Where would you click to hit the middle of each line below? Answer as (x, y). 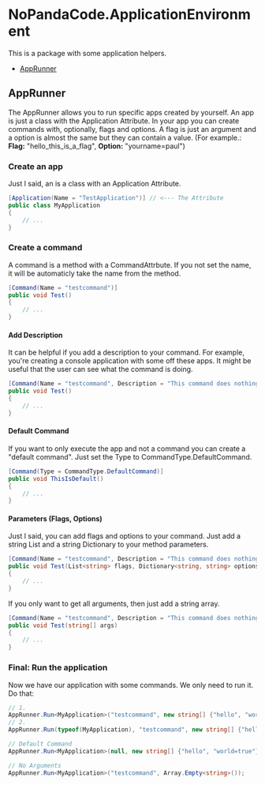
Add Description (35, 335)
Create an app (35, 166)
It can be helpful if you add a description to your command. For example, (127, 352)
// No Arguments (35, 765)
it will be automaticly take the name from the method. (95, 273)
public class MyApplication (54, 205)
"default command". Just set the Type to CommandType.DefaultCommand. (130, 456)
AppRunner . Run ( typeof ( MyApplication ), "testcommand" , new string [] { (125, 730)
